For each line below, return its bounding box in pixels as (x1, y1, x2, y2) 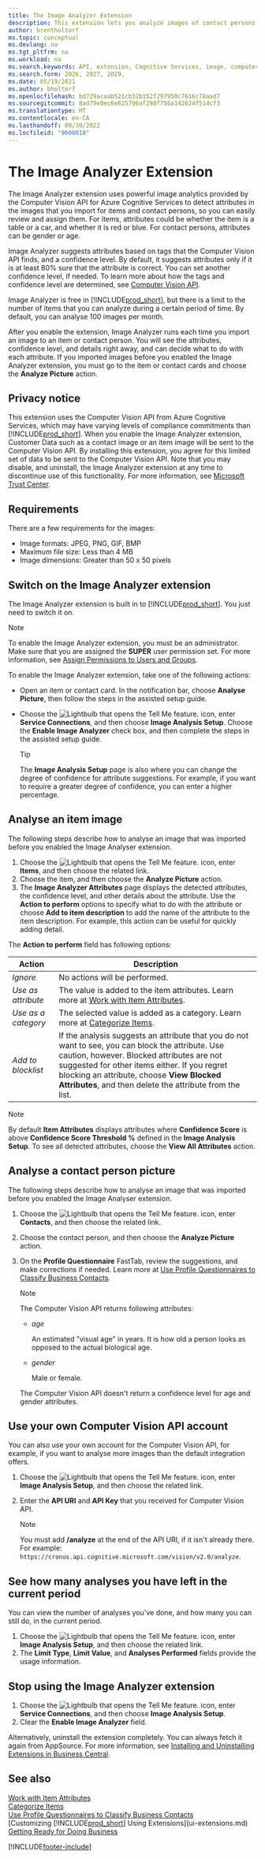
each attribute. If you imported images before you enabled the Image (8, 352, 233, 361)
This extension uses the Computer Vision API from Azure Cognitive (8, 412, 226, 422)
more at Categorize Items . (58, 1017, 155, 1028)
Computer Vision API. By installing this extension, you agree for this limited (8, 446, 251, 456)
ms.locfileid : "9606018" (8, 129, 90, 136)
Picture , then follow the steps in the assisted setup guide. (19, 694, 207, 703)
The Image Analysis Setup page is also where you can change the (19, 765, 237, 774)
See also (8, 1772, 51, 1786)
